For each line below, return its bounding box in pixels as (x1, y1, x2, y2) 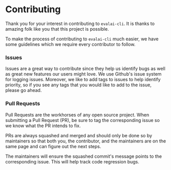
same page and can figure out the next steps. (5, 143, 101, 149)
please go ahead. (5, 87, 42, 93)
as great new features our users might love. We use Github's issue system (5, 71, 162, 77)
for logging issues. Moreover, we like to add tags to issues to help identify (5, 77, 161, 83)
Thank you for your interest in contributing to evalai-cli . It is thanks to (5, 20, 155, 27)
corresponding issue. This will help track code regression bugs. (5, 158, 140, 164)
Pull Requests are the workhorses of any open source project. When (5, 111, 149, 118)
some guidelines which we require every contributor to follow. (5, 41, 136, 47)
